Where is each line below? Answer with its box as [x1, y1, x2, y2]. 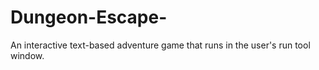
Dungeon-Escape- [10, 6, 168, 29]
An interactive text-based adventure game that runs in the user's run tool [10, 39, 311, 51]
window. [10, 49, 45, 61]
